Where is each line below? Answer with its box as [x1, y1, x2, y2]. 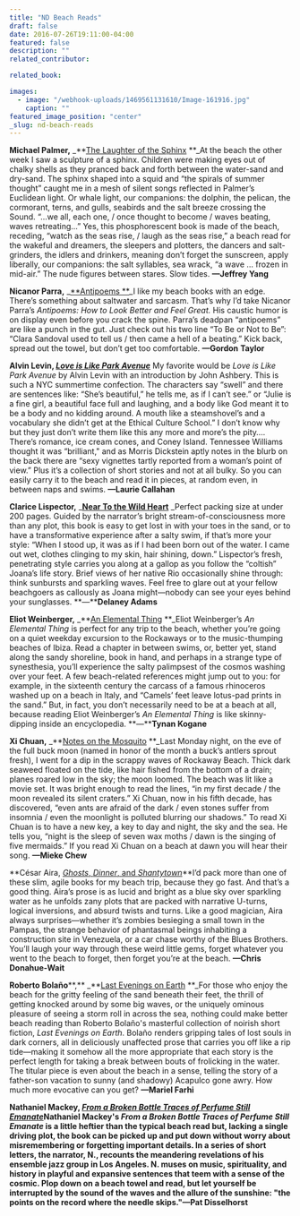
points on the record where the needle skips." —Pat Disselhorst [9, 1197, 249, 1208]
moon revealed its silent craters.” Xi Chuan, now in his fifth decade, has [9, 793, 273, 804]
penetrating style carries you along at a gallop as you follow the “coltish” [9, 559, 278, 569]
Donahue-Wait [9, 963, 65, 973]
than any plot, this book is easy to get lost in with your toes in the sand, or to [9, 520, 291, 531]
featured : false [9, 38, 70, 47]
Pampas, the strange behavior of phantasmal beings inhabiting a [9, 924, 248, 936]
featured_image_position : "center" [9, 112, 142, 121]
